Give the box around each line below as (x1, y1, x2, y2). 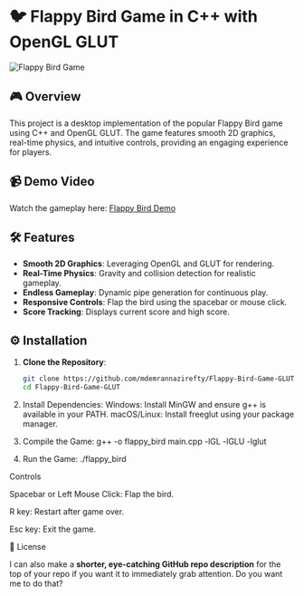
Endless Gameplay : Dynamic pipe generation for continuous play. (22, 287, 269, 298)
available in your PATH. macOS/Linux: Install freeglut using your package (22, 409, 295, 419)
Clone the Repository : (22, 357, 107, 368)
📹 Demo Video (9, 174, 95, 189)
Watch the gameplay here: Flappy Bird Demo (9, 202, 176, 213)
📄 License (9, 541, 47, 552)
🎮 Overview (9, 89, 81, 104)
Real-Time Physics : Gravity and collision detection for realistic (22, 268, 256, 279)
